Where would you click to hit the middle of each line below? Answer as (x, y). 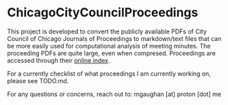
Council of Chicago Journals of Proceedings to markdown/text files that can (114, 38)
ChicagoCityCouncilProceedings (103, 13)
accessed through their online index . (59, 60)
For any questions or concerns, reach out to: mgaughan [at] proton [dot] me (114, 94)
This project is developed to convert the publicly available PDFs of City (107, 31)
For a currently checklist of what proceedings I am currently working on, (109, 74)
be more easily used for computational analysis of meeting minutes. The (109, 46)
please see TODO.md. (38, 80)
